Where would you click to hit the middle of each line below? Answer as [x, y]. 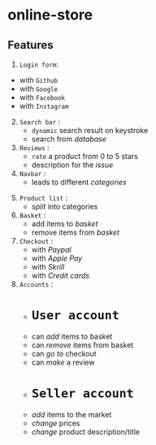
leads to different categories [79, 182]
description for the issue [72, 165]
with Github [39, 80]
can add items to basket [72, 336]
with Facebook [42, 97]
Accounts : [36, 284]
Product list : [43, 198]
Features [30, 45]
